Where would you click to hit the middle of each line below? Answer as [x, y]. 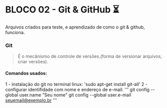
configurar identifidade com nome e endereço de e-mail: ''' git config [77, 90]
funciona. [15, 32]
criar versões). [33, 62]
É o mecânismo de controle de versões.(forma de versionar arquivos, [90, 56]
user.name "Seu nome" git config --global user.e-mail [75, 95]
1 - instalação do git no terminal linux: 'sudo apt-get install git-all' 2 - [76, 84]
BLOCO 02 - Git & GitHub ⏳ [62, 10]
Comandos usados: [26, 73]
